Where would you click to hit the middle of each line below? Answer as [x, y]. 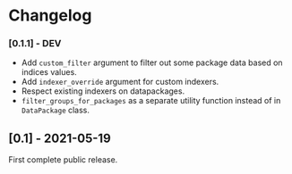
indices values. [49, 72]
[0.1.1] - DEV [35, 44]
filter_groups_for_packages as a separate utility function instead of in [151, 101]
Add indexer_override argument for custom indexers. [120, 82]
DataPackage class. [56, 110]
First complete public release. [63, 160]
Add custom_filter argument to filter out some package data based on [152, 62]
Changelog [50, 16]
